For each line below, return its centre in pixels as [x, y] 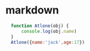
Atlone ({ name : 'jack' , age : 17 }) [48, 42]
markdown [32, 10]
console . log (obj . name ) [49, 31]
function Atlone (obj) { [40, 26]
